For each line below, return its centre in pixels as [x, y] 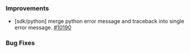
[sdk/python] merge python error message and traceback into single [99, 21]
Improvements [27, 8]
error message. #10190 [43, 27]
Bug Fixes [20, 43]
